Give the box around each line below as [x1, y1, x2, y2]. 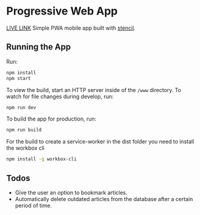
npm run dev [6, 104, 36, 110]
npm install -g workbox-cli [6, 156, 77, 162]
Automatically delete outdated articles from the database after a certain [15, 195, 193, 202]
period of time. [15, 202, 53, 209]
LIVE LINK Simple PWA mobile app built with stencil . [6, 24, 136, 31]
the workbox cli [6, 144, 45, 152]
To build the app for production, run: [6, 115, 97, 122]
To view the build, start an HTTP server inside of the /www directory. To [6, 86, 181, 93]
